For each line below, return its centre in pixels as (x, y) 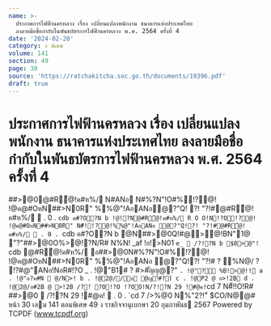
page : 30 (23, 69)
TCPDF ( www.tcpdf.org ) (49, 314)
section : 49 (28, 61)
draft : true (28, 83)
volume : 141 (28, 53)
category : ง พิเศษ (36, 46)
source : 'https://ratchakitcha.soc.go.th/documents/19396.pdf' (117, 76)
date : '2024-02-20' (41, 38)
